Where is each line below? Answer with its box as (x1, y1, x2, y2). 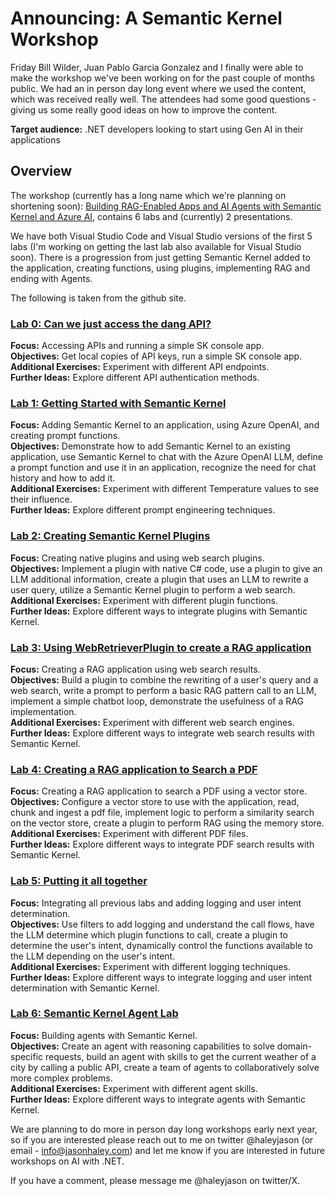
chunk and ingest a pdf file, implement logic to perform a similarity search (10, 807, 315, 819)
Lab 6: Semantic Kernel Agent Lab (10, 1007, 179, 1021)
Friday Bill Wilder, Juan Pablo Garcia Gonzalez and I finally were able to (10, 61, 304, 73)
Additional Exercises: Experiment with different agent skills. (10, 1082, 258, 1094)
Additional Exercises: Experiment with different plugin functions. (10, 594, 278, 606)
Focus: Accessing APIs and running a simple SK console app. (10, 340, 265, 352)
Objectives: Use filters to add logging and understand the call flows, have (10, 918, 315, 930)
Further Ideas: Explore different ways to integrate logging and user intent (10, 971, 313, 983)
